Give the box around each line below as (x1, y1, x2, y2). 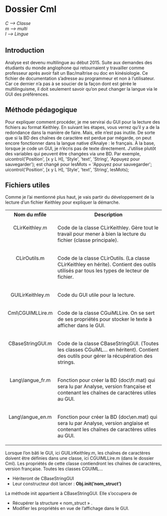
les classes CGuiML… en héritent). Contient (57, 346, 159, 353)
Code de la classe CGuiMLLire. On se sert (57, 310, 155, 317)
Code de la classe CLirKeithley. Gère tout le (57, 224, 159, 231)
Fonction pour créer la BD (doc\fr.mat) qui (57, 377, 156, 384)
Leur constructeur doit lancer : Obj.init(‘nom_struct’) (12, 481, 122, 487)
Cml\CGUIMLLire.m (7, 310, 53, 317)
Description (94, 211, 123, 218)
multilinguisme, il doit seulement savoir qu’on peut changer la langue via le (5, 86, 158, 92)
